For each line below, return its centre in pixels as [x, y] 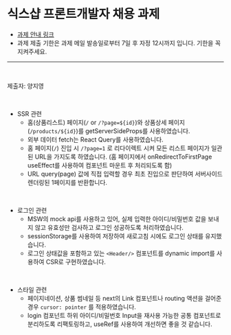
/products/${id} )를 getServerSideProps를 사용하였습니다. [110, 130]
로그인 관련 [32, 210]
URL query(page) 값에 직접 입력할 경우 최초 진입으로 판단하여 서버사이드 [125, 174]
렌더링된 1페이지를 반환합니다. [67, 182]
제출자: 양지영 [26, 86]
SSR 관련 [30, 113]
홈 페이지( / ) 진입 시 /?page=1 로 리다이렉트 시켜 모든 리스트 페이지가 [118, 148]
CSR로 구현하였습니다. [76, 262]
